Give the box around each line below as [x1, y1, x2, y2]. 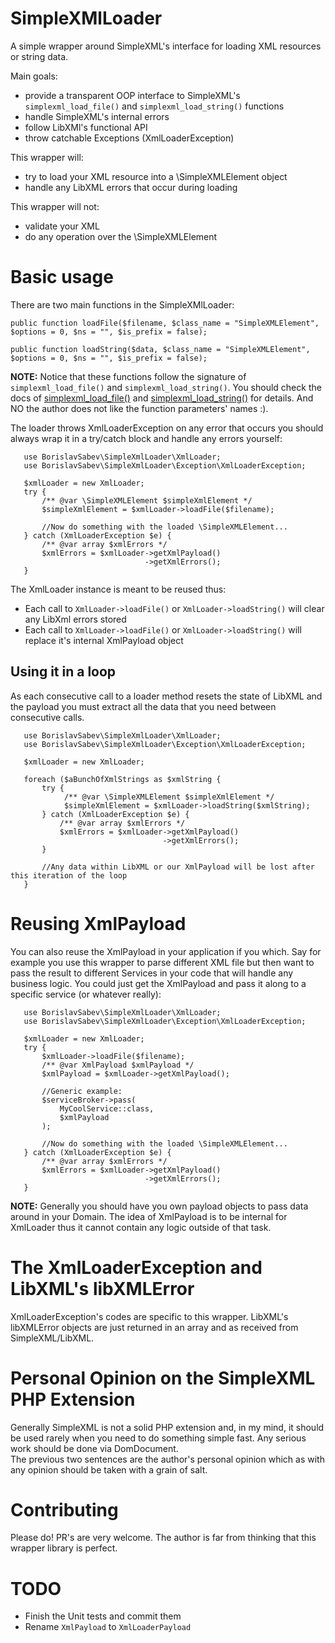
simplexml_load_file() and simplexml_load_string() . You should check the [10, 381, 322, 393]
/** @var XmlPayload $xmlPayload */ [41, 1060, 195, 1070]
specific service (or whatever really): [10, 988, 162, 1000]
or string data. [10, 50, 69, 62]
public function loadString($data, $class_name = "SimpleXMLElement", [10, 344, 311, 354]
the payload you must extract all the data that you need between [10, 700, 277, 712]
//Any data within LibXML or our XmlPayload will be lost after [41, 862, 315, 872]
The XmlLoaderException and [10, 1256, 263, 1279]
